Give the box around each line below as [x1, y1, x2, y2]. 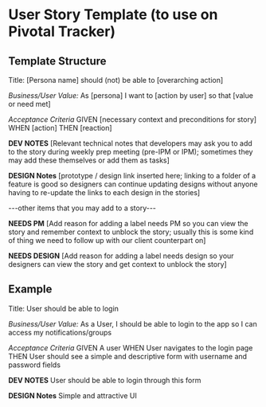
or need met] [8, 100, 51, 108]
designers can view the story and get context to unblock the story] [8, 260, 227, 268]
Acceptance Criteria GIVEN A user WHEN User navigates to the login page [8, 342, 253, 352]
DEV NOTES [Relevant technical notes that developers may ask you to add [8, 139, 252, 148]
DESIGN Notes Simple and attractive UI [8, 390, 137, 400]
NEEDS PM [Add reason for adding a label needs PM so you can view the [8, 219, 248, 228]
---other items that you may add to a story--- [8, 203, 157, 213]
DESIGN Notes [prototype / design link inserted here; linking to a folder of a [8, 171, 256, 180]
